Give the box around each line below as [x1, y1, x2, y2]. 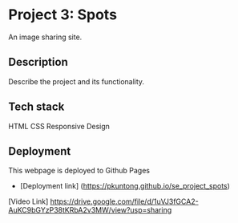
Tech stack [8, 100, 65, 114]
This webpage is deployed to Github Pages [8, 166, 151, 176]
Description [8, 55, 68, 69]
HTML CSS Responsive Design [8, 121, 111, 131]
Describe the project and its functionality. [8, 76, 145, 86]
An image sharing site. [8, 32, 83, 42]
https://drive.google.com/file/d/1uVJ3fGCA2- [50, 197, 199, 206]
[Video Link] [8, 197, 49, 206]
